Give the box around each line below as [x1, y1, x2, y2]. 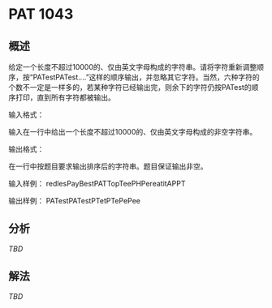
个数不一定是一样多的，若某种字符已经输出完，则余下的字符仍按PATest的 [8, 83, 252, 92]
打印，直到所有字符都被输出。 [15, 92, 115, 102]
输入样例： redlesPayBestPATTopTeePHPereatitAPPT [8, 179, 186, 188]
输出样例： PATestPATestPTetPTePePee [8, 196, 140, 205]
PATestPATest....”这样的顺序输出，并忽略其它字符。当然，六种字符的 [32, 72, 260, 82]
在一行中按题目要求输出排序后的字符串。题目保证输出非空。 [8, 161, 208, 171]
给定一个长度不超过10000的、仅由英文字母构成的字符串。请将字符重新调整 [8, 62, 257, 71]
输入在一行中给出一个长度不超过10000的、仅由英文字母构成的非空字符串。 [8, 127, 257, 136]
